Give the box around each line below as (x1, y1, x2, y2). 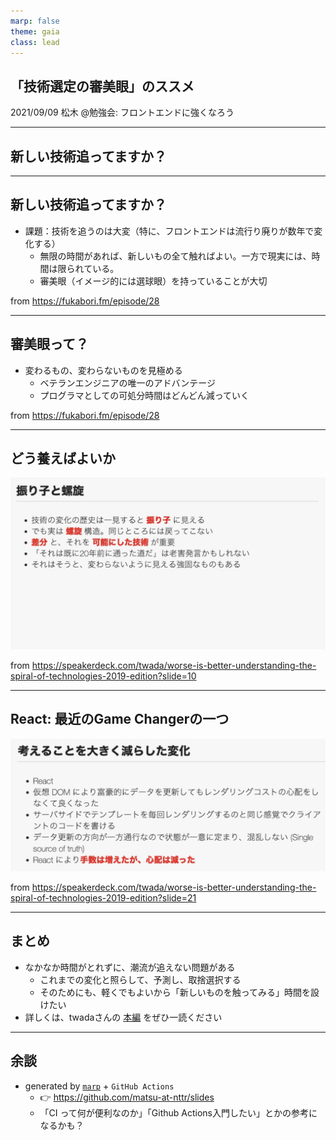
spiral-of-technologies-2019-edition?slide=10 (10, 670, 197, 682)
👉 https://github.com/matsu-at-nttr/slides (39, 1091, 215, 1103)
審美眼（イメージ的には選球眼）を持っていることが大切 (39, 275, 268, 287)
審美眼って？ (10, 336, 89, 353)
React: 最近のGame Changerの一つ (10, 711, 230, 728)
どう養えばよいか (10, 450, 116, 467)
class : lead (10, 37, 60, 47)
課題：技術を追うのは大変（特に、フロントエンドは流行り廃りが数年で (24, 225, 315, 237)
